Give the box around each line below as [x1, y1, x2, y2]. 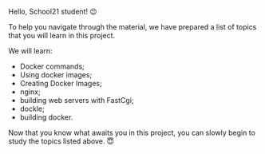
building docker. [19, 113, 73, 122]
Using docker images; [19, 70, 93, 79]
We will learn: [8, 46, 53, 55]
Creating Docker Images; [19, 79, 102, 88]
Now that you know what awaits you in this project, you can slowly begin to [8, 128, 255, 137]
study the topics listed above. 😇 [8, 136, 114, 146]
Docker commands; [19, 61, 85, 71]
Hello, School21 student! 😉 [8, 7, 97, 16]
